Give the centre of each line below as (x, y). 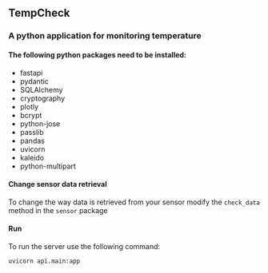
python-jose (40, 124)
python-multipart (48, 166)
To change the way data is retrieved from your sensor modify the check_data (134, 202)
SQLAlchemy (41, 89)
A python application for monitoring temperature (105, 36)
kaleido (32, 157)
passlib (32, 132)
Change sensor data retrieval (58, 184)
